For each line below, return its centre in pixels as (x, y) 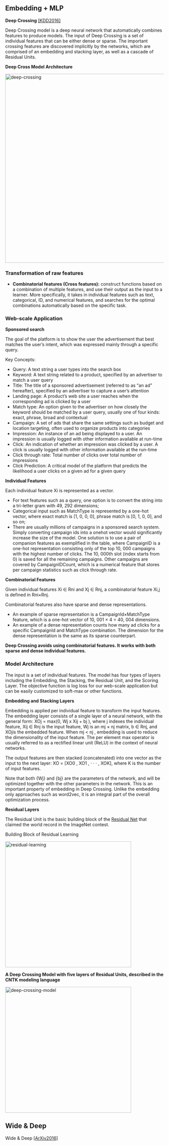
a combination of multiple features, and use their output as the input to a (87, 290)
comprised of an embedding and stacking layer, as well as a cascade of (79, 51)
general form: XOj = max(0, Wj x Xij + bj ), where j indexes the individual (80, 721)
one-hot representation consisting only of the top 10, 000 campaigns (84, 549)
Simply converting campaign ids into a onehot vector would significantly (87, 532)
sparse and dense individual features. (46, 651)
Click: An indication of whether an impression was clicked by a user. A (85, 444)
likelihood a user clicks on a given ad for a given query (69, 471)
